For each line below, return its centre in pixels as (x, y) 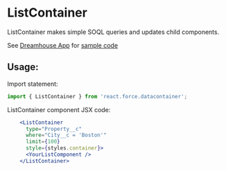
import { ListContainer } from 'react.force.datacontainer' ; (97, 96)
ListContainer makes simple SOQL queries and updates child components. (113, 32)
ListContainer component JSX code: (59, 109)
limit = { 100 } (43, 142)
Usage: (23, 67)
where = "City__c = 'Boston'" (66, 135)
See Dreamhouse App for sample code (63, 45)
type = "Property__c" (53, 129)
